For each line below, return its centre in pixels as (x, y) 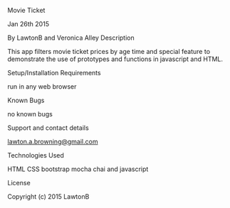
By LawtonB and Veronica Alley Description (71, 38)
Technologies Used (36, 155)
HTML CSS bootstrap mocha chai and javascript (78, 169)
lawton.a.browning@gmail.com (53, 142)
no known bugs (30, 114)
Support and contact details (48, 128)
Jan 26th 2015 (28, 24)
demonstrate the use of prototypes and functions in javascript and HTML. (115, 59)
